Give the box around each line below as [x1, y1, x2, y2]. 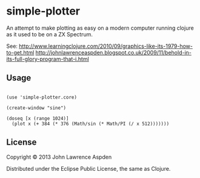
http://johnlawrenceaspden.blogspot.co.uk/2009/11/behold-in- [35, 48, 192, 56]
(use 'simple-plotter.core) [6, 94, 78, 101]
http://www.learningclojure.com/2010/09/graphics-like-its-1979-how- [19, 42, 193, 50]
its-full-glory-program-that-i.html [6, 55, 89, 62]
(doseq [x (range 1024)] [6, 115, 69, 122]
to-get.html [6, 48, 35, 56]
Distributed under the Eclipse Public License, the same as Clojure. [6, 165, 171, 172]
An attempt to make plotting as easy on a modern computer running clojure [6, 24, 194, 31]
